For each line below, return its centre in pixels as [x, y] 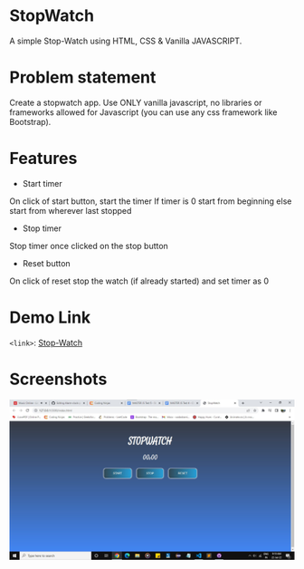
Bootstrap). [30, 121]
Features [43, 159]
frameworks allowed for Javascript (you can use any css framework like [143, 112]
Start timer [42, 183]
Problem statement [83, 77]
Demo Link [50, 317]
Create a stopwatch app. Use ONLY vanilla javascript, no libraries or [136, 102]
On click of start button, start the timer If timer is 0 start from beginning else [151, 201]
